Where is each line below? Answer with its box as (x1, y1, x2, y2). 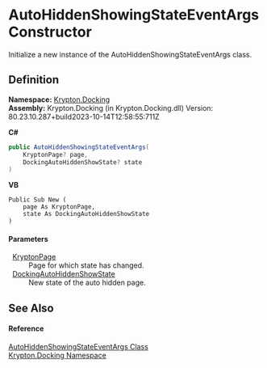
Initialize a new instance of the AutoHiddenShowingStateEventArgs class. (8, 49, 252, 59)
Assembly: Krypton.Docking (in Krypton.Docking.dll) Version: (8, 103, 214, 112)
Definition (8, 73, 59, 87)
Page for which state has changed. (28, 260, 144, 270)
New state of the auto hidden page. (28, 277, 147, 288)
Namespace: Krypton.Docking (8, 95, 111, 104)
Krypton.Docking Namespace (8, 350, 106, 361)
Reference (8, 324, 44, 333)
